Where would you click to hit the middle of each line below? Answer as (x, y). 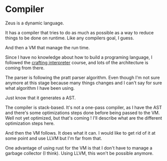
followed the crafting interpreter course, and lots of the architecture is (77, 62)
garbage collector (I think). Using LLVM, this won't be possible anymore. (79, 153)
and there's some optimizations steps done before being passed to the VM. (83, 113)
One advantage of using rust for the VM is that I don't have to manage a (79, 148)
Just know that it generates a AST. (41, 98)
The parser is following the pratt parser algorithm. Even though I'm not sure (83, 77)
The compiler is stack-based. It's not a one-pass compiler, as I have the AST (83, 107)
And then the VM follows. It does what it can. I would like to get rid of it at (80, 133)
